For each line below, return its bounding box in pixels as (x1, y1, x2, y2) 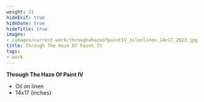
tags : (6, 49, 20, 55)
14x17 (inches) (15, 89, 52, 96)
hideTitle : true (6, 25, 48, 32)
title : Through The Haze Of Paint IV (6, 43, 103, 49)
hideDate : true (6, 20, 45, 26)
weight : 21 (6, 8, 34, 15)
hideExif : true (6, 15, 45, 21)
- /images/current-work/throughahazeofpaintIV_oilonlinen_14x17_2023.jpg (6, 37, 199, 43)
